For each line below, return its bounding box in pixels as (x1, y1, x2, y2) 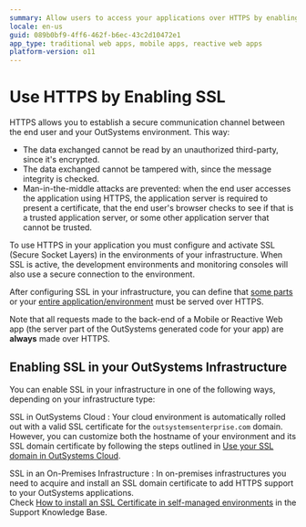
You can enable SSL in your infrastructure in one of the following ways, (9, 384, 276, 395)
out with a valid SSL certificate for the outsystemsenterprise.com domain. (9, 421, 284, 432)
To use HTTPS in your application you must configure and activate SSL (9, 239, 276, 251)
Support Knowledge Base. (9, 506, 107, 517)
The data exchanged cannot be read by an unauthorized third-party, (22, 144, 280, 155)
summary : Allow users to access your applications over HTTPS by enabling (9, 13, 300, 23)
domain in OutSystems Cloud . (9, 449, 121, 461)
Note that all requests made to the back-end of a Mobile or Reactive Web (9, 314, 284, 325)
